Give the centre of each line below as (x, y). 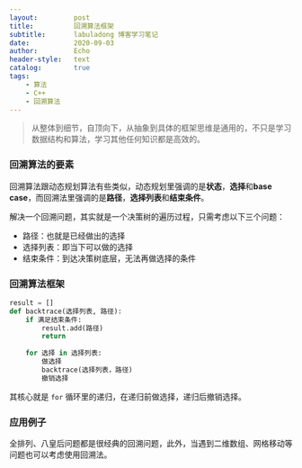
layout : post (50, 18)
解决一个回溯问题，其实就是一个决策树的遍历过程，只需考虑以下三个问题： (147, 216)
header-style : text (50, 59)
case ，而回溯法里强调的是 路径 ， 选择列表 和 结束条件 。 (109, 197)
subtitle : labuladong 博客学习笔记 (84, 34)
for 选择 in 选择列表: (64, 353)
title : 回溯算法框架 (62, 26)
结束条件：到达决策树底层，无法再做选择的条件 (109, 258)
